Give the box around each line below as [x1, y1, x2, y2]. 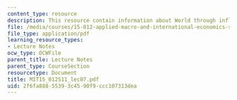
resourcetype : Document [7, 69, 78, 76]
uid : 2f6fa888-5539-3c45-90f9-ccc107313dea [7, 82, 138, 89]
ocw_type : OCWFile [7, 50, 61, 57]
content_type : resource [7, 10, 78, 18]
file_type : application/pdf [7, 30, 90, 37]
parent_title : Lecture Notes [7, 56, 93, 63]
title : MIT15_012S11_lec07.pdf [7, 75, 99, 83]
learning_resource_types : [7, 37, 83, 44]
